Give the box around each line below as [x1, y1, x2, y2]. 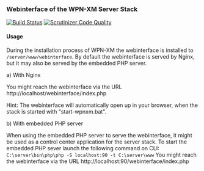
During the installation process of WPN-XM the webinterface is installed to [6, 46, 194, 54]
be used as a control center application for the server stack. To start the [6, 138, 188, 145]
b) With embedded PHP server [6, 120, 84, 127]
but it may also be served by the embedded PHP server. [6, 59, 147, 67]
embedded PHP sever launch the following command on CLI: [6, 144, 160, 151]
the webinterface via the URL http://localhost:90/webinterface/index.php [6, 158, 189, 165]
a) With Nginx [6, 71, 41, 78]
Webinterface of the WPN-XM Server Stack [6, 5, 138, 13]
